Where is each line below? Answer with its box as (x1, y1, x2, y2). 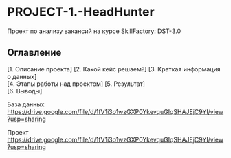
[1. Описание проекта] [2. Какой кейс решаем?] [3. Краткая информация (7, 65, 221, 73)
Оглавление (7, 47, 62, 58)
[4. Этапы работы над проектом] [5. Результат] (7, 80, 146, 88)
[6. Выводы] (7, 87, 43, 95)
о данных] (7, 72, 37, 80)
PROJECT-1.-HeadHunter (7, 4, 155, 20)
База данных (7, 100, 45, 109)
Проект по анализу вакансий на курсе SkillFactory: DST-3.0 (7, 27, 181, 35)
